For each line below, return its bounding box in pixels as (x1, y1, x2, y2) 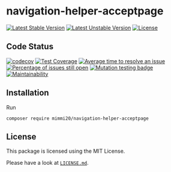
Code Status (6, 41, 54, 52)
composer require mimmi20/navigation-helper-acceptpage (6, 115, 149, 121)
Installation (6, 88, 49, 98)
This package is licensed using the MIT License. (6, 147, 125, 155)
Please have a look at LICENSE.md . (6, 159, 89, 167)
